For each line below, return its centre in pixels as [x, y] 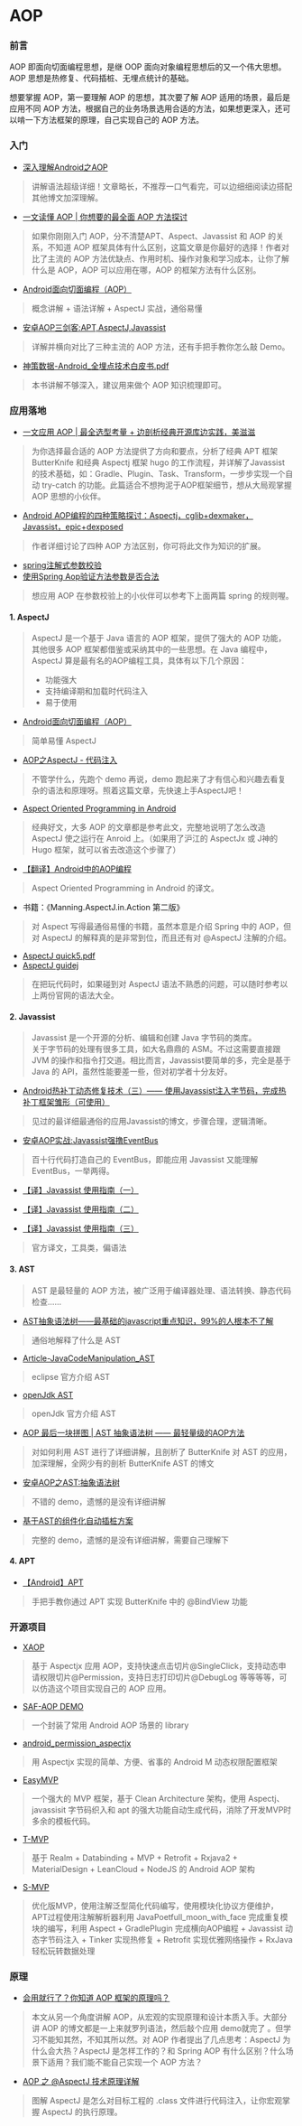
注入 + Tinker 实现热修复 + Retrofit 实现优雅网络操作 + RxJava [178, 1940]
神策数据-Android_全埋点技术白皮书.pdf [96, 366]
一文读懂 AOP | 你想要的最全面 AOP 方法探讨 [105, 217]
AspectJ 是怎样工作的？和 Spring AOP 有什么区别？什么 [182, 2051]
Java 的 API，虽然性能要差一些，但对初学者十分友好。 [132, 1072]
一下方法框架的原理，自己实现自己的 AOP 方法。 [114, 120]
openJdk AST [48, 1394]
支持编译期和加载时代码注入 [96, 691]
